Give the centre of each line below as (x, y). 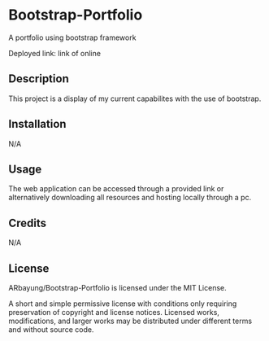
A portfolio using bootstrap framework (72, 37)
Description (39, 79)
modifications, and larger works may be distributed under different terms (130, 321)
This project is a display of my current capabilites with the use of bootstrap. (135, 98)
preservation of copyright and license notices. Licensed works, (114, 312)
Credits (28, 223)
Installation (37, 124)
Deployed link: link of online (55, 53)
